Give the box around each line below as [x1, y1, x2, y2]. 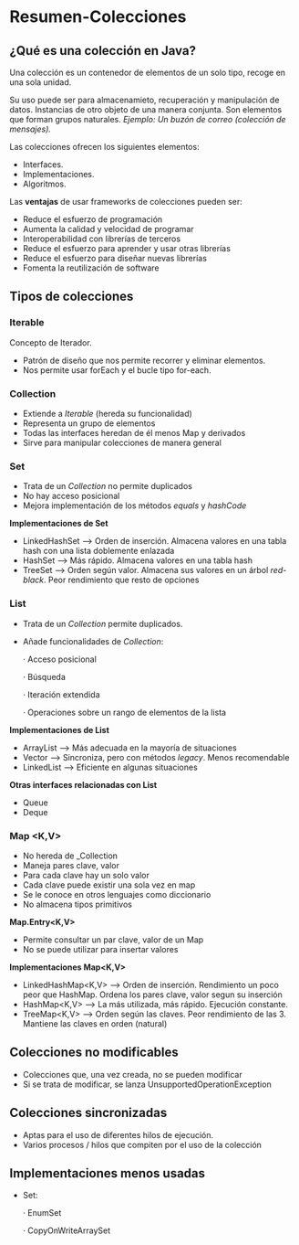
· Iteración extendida [22, 688, 100, 700]
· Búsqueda [22, 671, 67, 682]
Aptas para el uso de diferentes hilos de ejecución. [22, 1129, 214, 1140]
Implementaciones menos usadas [9, 1165, 206, 1181]
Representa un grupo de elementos [22, 418, 156, 429]
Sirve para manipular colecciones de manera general [22, 437, 222, 448]
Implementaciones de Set [9, 518, 108, 529]
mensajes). [9, 123, 52, 134]
